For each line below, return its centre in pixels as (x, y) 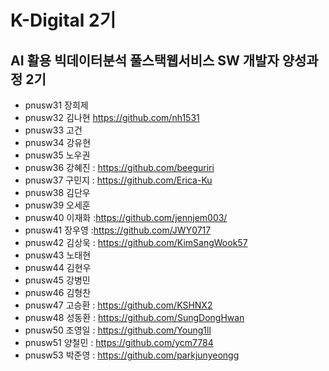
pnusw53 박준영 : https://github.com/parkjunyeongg (132, 355)
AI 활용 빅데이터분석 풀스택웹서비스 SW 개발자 (145, 60)
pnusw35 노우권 (57, 155)
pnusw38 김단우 (57, 192)
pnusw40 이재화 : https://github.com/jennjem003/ (126, 217)
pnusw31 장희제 (56, 105)
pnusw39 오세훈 (57, 205)
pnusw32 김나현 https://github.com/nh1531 (112, 117)
